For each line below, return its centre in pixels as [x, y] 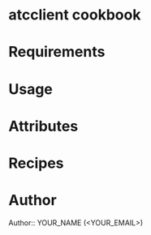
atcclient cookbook [75, 15]
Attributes [43, 126]
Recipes [36, 163]
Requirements [57, 52]
